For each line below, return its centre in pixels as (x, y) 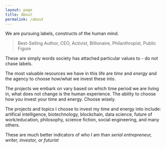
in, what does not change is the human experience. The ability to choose (80, 94)
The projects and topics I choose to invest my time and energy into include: (83, 109)
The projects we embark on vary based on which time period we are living (82, 89)
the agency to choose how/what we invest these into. (61, 79)
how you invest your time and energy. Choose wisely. (60, 99)
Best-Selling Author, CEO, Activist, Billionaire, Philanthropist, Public (87, 43)
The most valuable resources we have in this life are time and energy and (81, 73)
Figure (24, 49)
